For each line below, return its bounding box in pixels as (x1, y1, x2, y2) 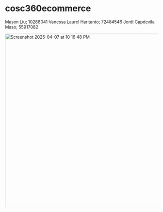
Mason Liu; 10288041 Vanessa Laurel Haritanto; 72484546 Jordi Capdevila (5, 19, 155, 25)
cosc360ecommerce (5, 3, 91, 14)
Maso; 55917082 (5, 24, 39, 30)
